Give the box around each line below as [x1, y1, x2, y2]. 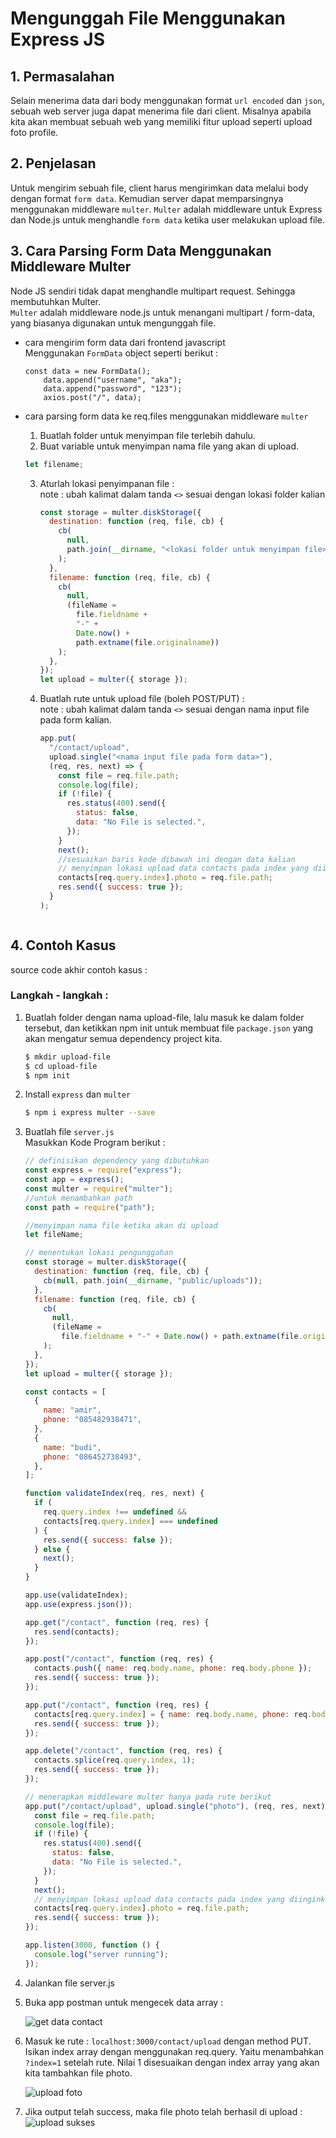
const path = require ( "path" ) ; [24, 1202, 156, 1212]
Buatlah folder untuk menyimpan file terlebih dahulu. [39, 429, 256, 441]
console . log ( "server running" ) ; [34, 1949, 169, 1959]
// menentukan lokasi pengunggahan [24, 1248, 174, 1258]
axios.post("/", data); [43, 392, 142, 402]
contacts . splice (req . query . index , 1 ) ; [34, 1755, 196, 1766]
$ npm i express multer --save [24, 1108, 156, 1118]
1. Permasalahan [10, 68, 115, 85]
